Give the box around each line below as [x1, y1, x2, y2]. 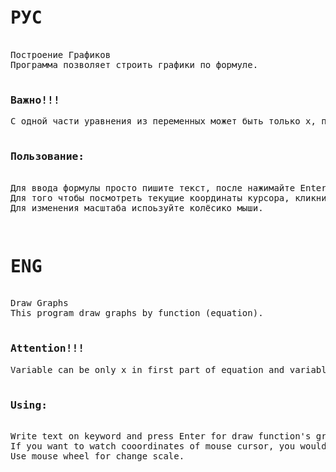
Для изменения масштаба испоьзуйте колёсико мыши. [10, 202, 264, 213]
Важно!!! [10, 93, 60, 107]
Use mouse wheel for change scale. [10, 451, 185, 462]
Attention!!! [10, 342, 85, 355]
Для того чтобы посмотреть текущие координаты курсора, [10, 192, 290, 203]
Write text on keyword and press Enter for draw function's [10, 431, 312, 442]
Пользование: [10, 150, 85, 163]
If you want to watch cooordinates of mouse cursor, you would [10, 441, 327, 452]
